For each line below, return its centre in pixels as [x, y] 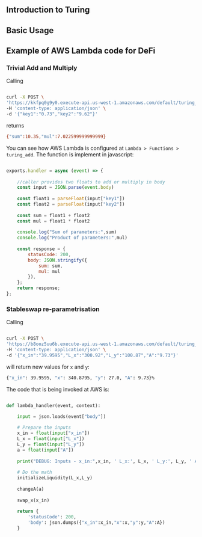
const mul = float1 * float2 [54, 221]
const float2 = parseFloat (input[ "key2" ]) [71, 204]
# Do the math [35, 472]
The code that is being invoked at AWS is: [58, 389]
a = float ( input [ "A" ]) [45, 450]
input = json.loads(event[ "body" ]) [62, 416]
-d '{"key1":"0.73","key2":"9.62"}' [52, 114]
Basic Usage [30, 30]
